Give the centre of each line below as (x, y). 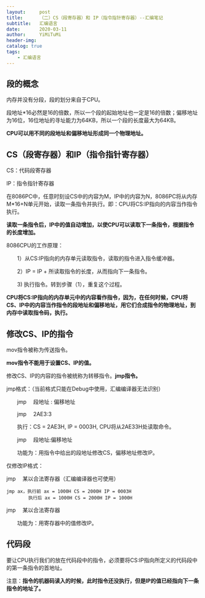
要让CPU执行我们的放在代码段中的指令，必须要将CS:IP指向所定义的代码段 (99, 560)
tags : (13, 52)
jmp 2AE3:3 (35, 414)
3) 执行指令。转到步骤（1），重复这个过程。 (71, 285)
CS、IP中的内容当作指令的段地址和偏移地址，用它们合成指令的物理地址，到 (101, 305)
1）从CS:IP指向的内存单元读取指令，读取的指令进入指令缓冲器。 (98, 258)
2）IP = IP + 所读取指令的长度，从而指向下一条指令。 (84, 271)
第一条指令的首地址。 (38, 567)
